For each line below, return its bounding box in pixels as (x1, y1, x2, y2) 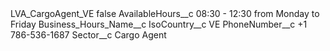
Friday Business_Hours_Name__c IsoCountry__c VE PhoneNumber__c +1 (10, 18, 308, 30)
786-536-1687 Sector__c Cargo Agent (10, 29, 167, 41)
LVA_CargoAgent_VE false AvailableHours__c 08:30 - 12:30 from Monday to (10, 8, 320, 19)
